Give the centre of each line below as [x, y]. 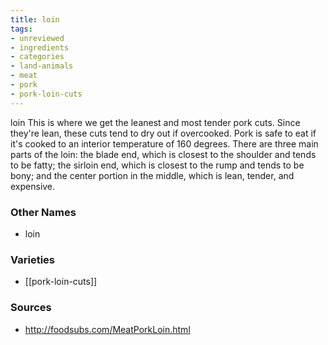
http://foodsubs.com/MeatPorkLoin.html [107, 329]
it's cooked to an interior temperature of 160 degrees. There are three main [164, 143]
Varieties [32, 259]
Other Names [43, 212]
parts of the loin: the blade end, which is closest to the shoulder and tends [163, 154]
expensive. [33, 186]
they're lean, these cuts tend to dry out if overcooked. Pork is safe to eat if [163, 133]
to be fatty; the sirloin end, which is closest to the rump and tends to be [157, 165]
